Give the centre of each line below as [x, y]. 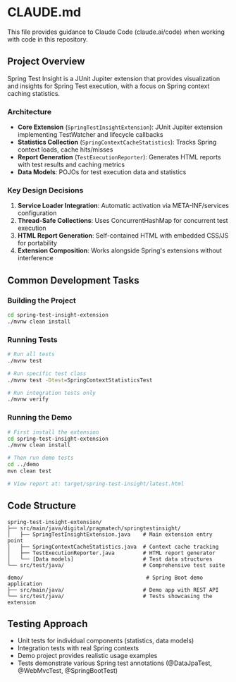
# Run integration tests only [52, 393]
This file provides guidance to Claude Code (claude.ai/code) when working [116, 32]
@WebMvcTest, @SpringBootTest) [68, 671]
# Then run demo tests [41, 458]
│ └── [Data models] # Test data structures [110, 559]
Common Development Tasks [73, 280]
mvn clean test [30, 471]
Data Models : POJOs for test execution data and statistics [102, 172]
